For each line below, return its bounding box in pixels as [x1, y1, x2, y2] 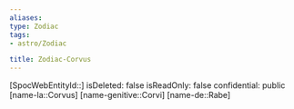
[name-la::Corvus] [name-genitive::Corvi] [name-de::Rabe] [9, 90, 231, 101]
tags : [9, 30, 30, 39]
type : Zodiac [9, 22, 59, 31]
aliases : [9, 13, 43, 23]
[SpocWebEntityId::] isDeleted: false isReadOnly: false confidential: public [9, 80, 286, 91]
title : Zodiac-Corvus [9, 55, 92, 64]
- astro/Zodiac [9, 38, 67, 48]
